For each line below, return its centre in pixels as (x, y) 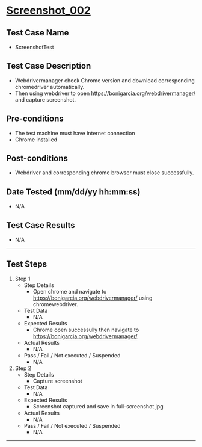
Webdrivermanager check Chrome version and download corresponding (105, 80)
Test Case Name (38, 33)
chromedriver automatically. (50, 87)
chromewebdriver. (55, 304)
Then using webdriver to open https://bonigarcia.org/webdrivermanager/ (105, 93)
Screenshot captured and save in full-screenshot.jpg (98, 406)
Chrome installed (36, 140)
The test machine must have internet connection (75, 133)
